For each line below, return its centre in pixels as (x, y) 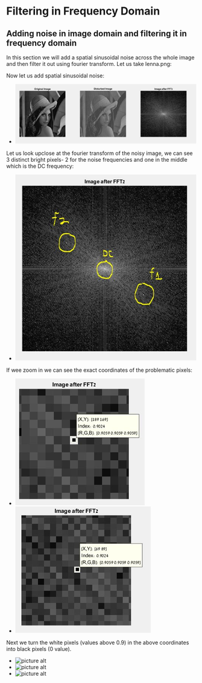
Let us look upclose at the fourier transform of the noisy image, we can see (99, 153)
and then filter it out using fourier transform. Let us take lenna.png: (89, 64)
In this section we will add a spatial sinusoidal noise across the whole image (100, 58)
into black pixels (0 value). (39, 649)
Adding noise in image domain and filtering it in (96, 34)
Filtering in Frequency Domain (83, 11)
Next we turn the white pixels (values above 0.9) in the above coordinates (98, 642)
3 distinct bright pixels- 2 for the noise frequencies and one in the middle (97, 160)
